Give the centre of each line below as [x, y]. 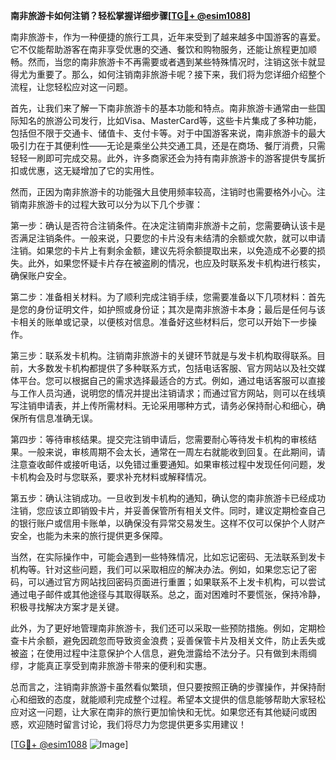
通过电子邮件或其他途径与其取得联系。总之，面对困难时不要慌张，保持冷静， [168, 594]
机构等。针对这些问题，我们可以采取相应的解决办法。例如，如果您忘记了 [159, 569]
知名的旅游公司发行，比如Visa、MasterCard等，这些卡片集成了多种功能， [170, 120]
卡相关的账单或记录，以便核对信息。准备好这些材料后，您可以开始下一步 [159, 322]
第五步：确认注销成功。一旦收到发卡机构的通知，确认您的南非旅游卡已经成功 [168, 498]
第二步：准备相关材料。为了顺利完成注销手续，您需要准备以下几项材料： [159, 297]
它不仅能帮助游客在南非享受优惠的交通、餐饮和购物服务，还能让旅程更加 [159, 49]
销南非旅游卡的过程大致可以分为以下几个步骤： [106, 204]
